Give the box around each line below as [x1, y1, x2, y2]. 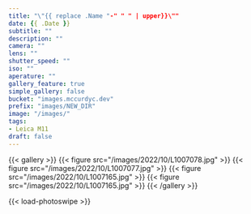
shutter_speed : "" [8, 58, 70, 66]
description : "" [8, 34, 63, 43]
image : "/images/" [8, 110, 70, 118]
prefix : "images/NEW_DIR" [8, 102, 96, 110]
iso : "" [8, 65, 35, 73]
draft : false [8, 132, 53, 140]
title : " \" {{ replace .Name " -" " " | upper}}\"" [8, 11, 180, 20]
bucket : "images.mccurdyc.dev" [8, 95, 114, 103]
